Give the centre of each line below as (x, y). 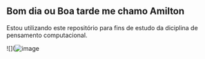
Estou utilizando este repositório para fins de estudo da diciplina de (102, 27)
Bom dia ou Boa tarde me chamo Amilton (96, 11)
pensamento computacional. (47, 35)
